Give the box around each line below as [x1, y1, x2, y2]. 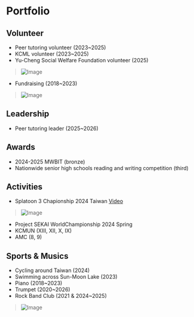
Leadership [6, 109, 50, 119]
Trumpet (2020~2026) [14, 286, 70, 293]
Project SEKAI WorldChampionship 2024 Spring [14, 221, 133, 228]
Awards [6, 142, 36, 152]
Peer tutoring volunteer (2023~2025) [14, 44, 106, 51]
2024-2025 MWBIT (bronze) [14, 158, 85, 165]
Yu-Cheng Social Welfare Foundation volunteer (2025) [14, 57, 149, 64]
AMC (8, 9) [14, 234, 42, 241]
